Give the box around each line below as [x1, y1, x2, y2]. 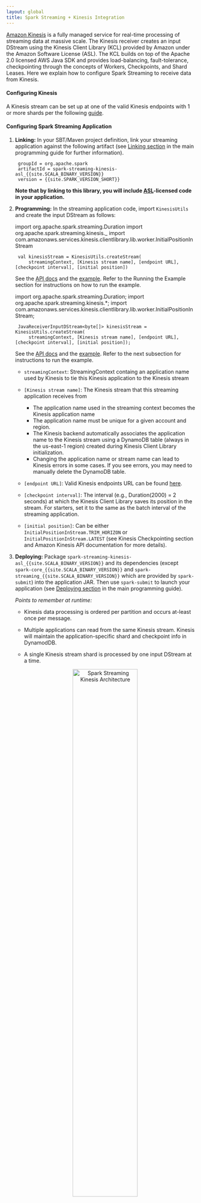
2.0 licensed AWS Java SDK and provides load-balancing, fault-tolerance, [6, 57, 189, 64]
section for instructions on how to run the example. [14, 281, 142, 289]
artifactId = [17, 166, 50, 172]
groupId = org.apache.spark [17, 161, 88, 167]
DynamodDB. [23, 638, 57, 646]
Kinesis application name [32, 410, 95, 418]
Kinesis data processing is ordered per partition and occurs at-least [23, 608, 191, 615]
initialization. [32, 448, 64, 456]
